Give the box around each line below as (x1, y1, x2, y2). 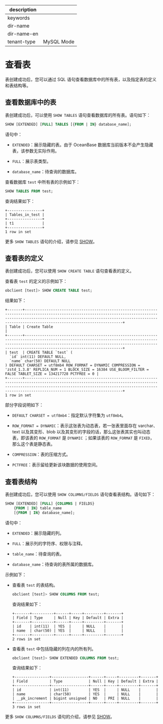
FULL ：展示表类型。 (12, 158, 51, 164)
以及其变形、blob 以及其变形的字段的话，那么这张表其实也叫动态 (21, 429, 151, 435)
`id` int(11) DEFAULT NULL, (9, 354, 67, 360)
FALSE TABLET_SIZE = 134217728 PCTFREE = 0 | (5, 371, 99, 377)
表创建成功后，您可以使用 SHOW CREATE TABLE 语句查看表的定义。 (5, 268, 134, 274)
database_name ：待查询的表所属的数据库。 (12, 561, 96, 567)
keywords (7, 15, 30, 21)
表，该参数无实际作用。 (12, 148, 59, 153)
